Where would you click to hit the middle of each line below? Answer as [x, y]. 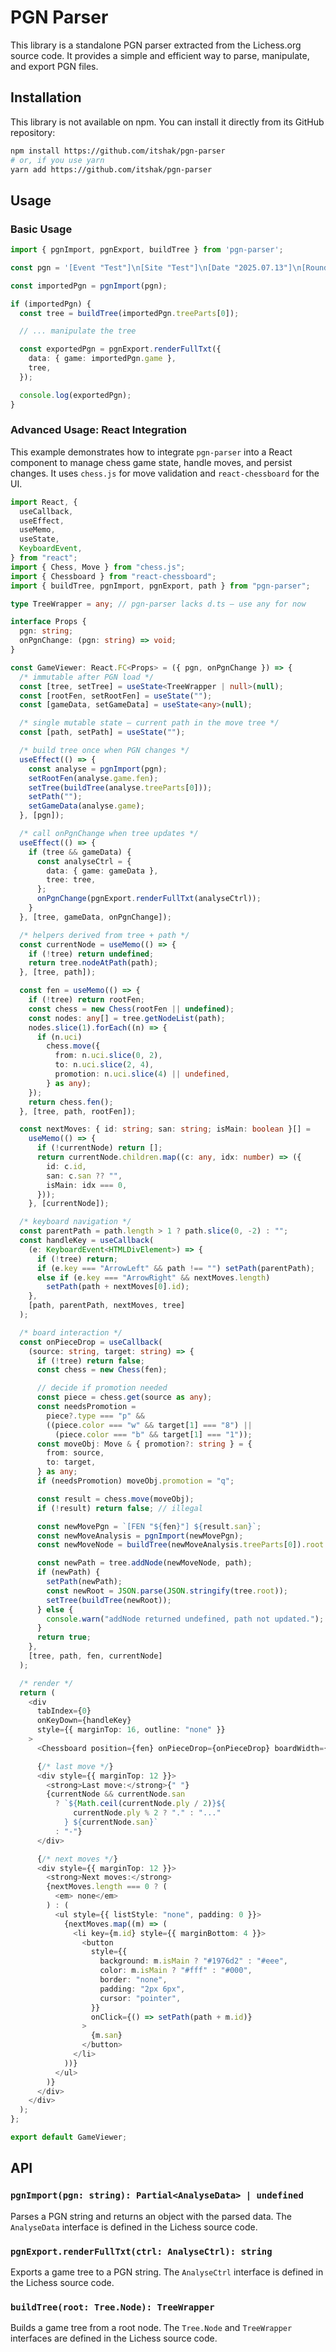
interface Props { [48, 622]
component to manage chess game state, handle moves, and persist [151, 462]
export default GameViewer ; [69, 2137]
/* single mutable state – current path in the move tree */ [149, 723]
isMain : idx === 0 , [87, 1185]
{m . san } [106, 2036]
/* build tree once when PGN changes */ [104, 751]
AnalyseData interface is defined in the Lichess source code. [134, 2227]
